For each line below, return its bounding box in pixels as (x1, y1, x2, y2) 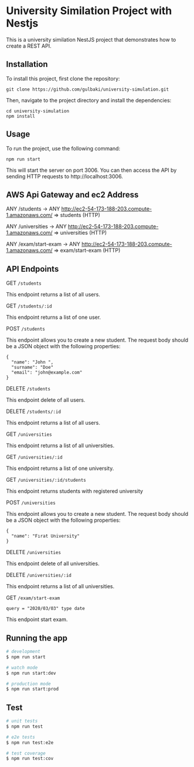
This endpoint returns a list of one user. (6, 314, 101, 321)
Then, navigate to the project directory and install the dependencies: (6, 96, 172, 104)
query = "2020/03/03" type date (6, 606, 85, 612)
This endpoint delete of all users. (6, 396, 86, 403)
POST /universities (6, 499, 56, 506)
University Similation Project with (6, 4, 172, 18)
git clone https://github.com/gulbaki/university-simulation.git (6, 86, 169, 92)
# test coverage (6, 750, 46, 756)
